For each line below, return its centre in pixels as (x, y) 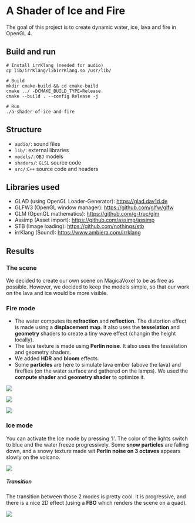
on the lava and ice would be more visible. (57, 293)
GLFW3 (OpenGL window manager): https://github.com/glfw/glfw (94, 207)
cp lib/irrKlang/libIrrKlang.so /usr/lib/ (59, 71)
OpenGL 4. (19, 33)
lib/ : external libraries (42, 150)
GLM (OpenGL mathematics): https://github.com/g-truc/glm (87, 214)
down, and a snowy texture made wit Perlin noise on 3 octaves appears (93, 451)
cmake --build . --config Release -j (52, 96)
